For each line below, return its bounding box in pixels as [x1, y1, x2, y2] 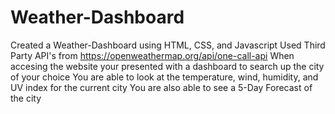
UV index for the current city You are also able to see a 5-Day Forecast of [10, 81, 313, 93]
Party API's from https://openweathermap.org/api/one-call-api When [10, 49, 295, 61]
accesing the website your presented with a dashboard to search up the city [10, 60, 325, 72]
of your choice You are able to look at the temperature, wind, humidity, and [10, 71, 319, 83]
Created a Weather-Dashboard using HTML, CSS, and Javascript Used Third [10, 39, 326, 51]
